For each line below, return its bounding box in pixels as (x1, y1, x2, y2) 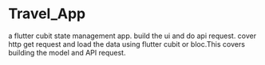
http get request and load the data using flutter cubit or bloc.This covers (8, 39, 246, 48)
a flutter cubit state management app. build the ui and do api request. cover (8, 31, 257, 40)
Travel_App (8, 5, 86, 23)
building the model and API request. (8, 48, 126, 57)
